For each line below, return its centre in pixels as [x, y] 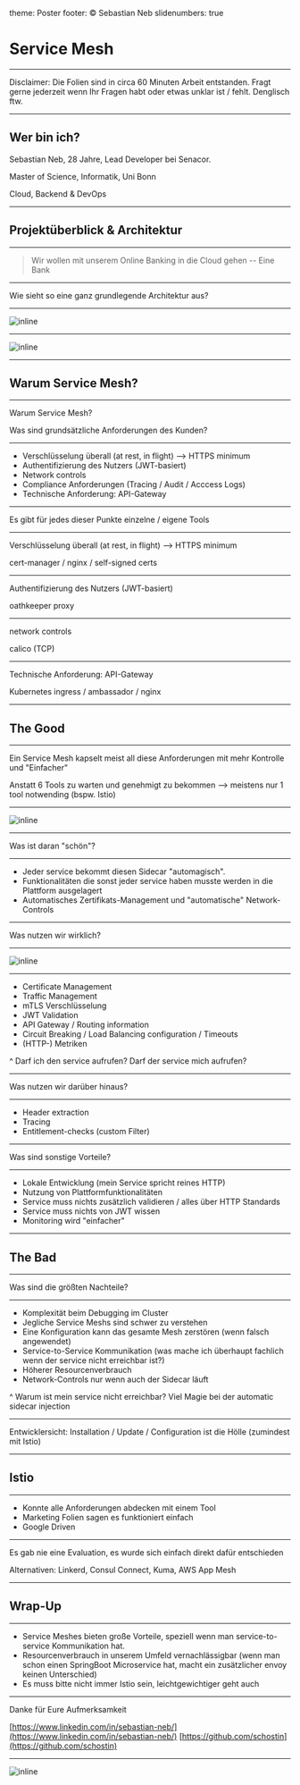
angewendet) [46, 1341]
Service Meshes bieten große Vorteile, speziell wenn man [128, 1636]
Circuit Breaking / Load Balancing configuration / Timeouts [130, 1034]
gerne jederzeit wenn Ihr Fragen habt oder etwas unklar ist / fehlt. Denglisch [150, 91]
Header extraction [55, 1113]
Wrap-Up [36, 1607]
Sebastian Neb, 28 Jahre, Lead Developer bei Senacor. [110, 159]
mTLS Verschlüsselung [64, 1006]
